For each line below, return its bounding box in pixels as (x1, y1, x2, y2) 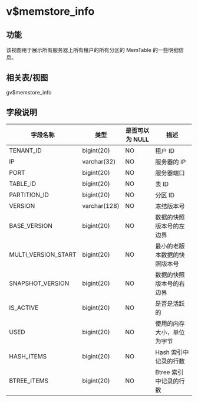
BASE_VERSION (9, 221, 53, 230)
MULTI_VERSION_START (9, 250, 77, 259)
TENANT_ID (9, 146, 42, 155)
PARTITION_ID (9, 191, 49, 199)
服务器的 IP (155, 158, 186, 166)
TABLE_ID (9, 179, 37, 188)
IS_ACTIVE (9, 303, 39, 312)
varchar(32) (82, 157, 116, 165)
